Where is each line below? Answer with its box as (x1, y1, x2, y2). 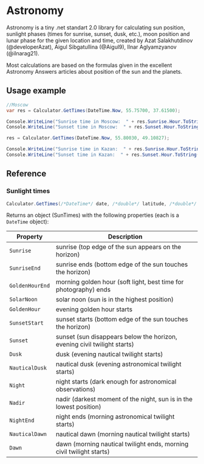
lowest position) (55, 402, 101, 411)
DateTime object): (6, 218, 49, 225)
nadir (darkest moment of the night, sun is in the (55, 395, 193, 404)
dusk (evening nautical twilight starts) (55, 350, 163, 359)
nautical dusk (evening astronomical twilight (55, 360, 182, 368)
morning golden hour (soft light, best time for (55, 278, 184, 286)
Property (16, 233, 43, 241)
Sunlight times (6, 187, 50, 195)
